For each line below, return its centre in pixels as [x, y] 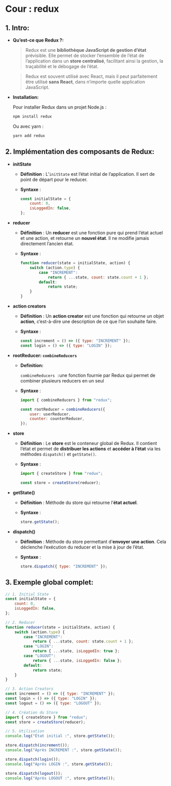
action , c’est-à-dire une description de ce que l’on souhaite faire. [89, 321]
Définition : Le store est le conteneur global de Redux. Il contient [89, 444]
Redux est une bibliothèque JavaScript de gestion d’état [86, 50]
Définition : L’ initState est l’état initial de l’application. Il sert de [87, 174]
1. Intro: [17, 28]
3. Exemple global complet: [49, 582]
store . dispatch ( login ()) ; [33, 759]
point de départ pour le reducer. [54, 179]
